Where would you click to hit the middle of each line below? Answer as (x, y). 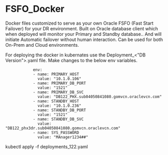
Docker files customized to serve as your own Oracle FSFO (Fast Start (79, 23)
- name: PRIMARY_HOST (56, 74)
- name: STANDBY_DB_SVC (58, 119)
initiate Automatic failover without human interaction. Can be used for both (84, 40)
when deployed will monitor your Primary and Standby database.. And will (83, 34)
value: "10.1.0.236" (60, 106)
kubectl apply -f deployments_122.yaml (47, 146)
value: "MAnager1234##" (63, 137)
